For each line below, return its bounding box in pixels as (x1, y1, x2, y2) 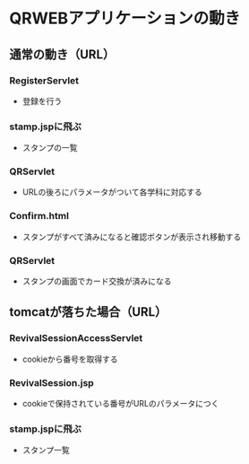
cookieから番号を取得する (21, 354, 118, 364)
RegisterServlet (9, 74, 79, 86)
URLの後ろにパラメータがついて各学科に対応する (21, 187, 203, 197)
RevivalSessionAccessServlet (9, 332, 143, 345)
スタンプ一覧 (21, 445, 70, 456)
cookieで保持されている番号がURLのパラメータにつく (21, 398, 219, 409)
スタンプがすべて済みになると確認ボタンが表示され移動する (21, 231, 242, 242)
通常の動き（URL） (9, 47, 116, 62)
